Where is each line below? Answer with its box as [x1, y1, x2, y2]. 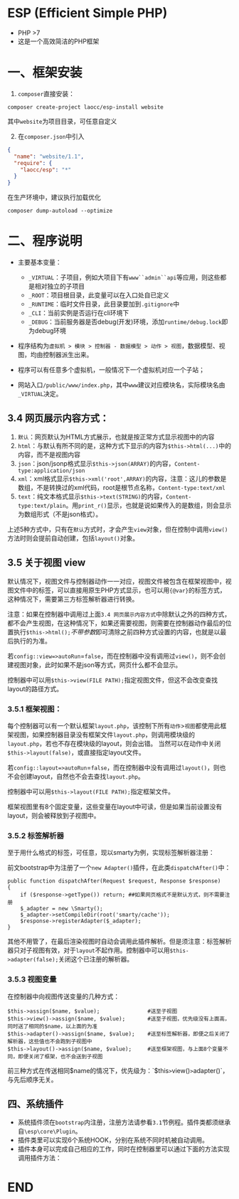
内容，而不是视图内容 [17, 450, 80, 459]
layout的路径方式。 [7, 684, 63, 693]
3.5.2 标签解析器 [7, 831, 64, 841]
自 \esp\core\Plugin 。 [17, 1127, 82, 1136]
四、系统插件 [7, 1097, 64, 1110]
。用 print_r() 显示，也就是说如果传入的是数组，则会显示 [65, 501, 232, 509]
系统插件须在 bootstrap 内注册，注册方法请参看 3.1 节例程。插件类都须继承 [17, 1118, 231, 1126]
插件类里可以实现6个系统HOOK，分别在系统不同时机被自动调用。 [17, 1136, 208, 1144]
